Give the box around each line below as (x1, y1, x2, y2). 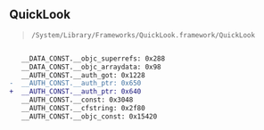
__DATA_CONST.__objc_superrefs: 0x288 (21, 53, 166, 63)
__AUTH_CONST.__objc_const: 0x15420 (21, 111, 158, 121)
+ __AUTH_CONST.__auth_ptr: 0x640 (9, 87, 142, 96)
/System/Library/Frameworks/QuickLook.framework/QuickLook (30, 30, 256, 39)
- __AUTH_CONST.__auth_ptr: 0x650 (9, 79, 142, 88)
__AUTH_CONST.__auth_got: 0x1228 (21, 70, 145, 79)
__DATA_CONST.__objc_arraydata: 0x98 (21, 62, 162, 71)
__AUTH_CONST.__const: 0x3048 (21, 95, 134, 105)
